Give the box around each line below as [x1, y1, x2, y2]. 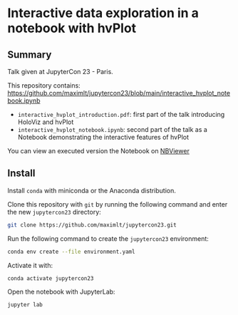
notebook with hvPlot [7, 20, 137, 36]
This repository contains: [7, 81, 81, 90]
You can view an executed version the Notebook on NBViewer [7, 147, 190, 155]
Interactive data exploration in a [7, 5, 200, 21]
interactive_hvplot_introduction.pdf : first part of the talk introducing [17, 110, 225, 118]
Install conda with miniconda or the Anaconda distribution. [7, 186, 177, 195]
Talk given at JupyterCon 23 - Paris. [7, 68, 114, 76]
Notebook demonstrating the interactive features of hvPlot [17, 133, 190, 141]
